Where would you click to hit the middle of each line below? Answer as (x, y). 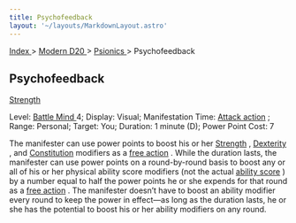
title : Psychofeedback (51, 17)
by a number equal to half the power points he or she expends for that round (148, 181)
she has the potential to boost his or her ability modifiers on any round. (138, 210)
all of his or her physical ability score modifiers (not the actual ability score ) (147, 172)
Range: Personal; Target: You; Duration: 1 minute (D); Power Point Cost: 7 (142, 127)
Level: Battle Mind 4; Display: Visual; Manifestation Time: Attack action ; (140, 117)
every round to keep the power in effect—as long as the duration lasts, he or (148, 200)
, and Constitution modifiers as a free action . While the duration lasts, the (143, 153)
